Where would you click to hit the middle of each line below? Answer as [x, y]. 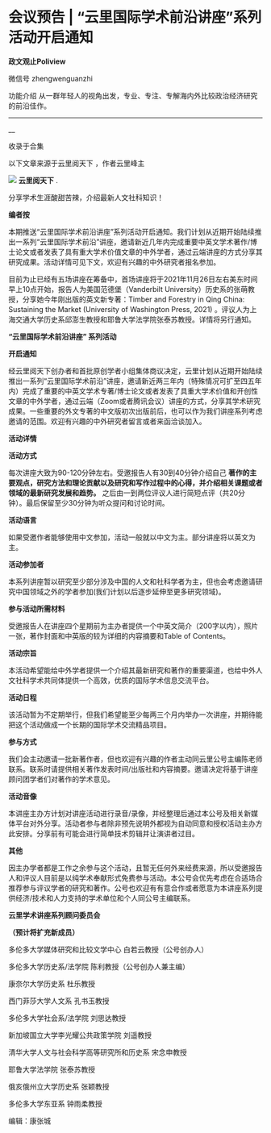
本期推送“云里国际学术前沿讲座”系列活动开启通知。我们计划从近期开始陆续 [132, 231]
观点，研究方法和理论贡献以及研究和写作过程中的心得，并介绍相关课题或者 [139, 482]
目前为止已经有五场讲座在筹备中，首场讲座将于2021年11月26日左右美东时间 [133, 279]
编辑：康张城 [29, 1121]
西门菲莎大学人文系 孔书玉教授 [59, 1001]
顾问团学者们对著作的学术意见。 [61, 779]
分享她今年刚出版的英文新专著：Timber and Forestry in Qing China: [133, 299]
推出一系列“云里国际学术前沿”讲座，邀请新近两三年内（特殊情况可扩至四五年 [135, 381]
